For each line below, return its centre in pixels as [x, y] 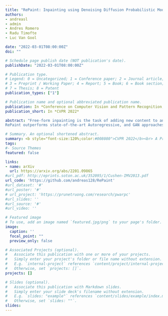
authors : [14, 15]
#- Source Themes [23, 148]
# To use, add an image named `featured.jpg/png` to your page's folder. [84, 222]
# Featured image [23, 218]
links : [12, 162]
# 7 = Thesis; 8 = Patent [32, 88]
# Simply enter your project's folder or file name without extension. [84, 259]
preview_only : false [31, 241]
